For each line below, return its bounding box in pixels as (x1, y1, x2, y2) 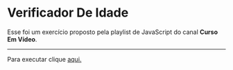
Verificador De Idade (7, 5, 129, 21)
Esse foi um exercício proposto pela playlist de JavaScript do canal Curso (7, 28, 218, 36)
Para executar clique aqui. (7, 55, 82, 63)
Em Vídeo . (7, 35, 37, 43)
